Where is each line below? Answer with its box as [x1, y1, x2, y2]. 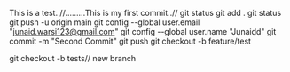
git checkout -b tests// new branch [9, 53, 137, 63]
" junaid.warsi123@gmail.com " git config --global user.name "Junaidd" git [9, 27, 277, 36]
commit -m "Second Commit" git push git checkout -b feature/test [9, 36, 251, 46]
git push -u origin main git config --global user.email [9, 17, 200, 28]
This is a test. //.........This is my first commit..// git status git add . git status [9, 8, 282, 18]
